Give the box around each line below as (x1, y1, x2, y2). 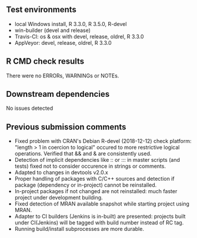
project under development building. (14, 194, 103, 201)
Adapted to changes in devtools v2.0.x (14, 169, 109, 176)
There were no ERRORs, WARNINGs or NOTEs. (6, 72, 119, 79)
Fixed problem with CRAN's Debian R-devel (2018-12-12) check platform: (14, 138, 192, 145)
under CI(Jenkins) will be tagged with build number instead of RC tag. (14, 219, 184, 226)
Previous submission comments (6, 122, 126, 132)
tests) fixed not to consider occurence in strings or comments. (14, 162, 166, 170)
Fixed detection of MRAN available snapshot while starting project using (14, 200, 190, 207)
